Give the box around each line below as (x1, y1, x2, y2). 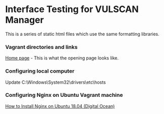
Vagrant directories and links (5, 43, 78, 50)
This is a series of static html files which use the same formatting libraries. (5, 31, 160, 37)
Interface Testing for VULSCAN (5, 4, 139, 15)
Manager (5, 14, 44, 26)
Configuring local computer (5, 68, 75, 75)
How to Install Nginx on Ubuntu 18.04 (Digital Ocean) (5, 103, 115, 109)
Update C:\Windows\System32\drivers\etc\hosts (5, 79, 106, 85)
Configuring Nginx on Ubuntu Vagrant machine (5, 92, 123, 99)
